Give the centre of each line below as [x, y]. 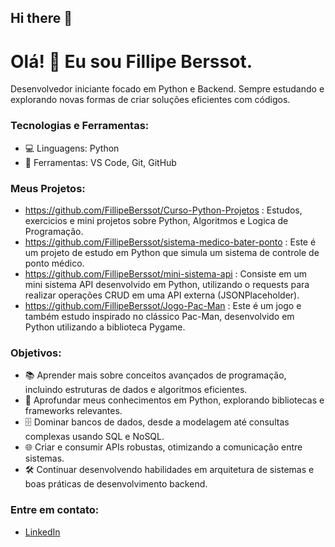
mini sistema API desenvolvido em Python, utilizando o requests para [167, 284]
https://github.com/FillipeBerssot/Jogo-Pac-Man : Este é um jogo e [163, 305]
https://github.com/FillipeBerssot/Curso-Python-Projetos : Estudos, [163, 210]
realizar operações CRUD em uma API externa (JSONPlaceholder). [162, 295]
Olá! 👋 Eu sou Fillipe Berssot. [131, 61]
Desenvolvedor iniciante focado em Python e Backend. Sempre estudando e [167, 89]
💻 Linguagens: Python [72, 148]
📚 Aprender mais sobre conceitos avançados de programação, [155, 375]
